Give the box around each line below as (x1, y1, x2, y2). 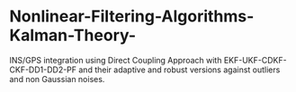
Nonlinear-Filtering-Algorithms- (9, 6, 255, 27)
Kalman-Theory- (9, 25, 137, 46)
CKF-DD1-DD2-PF (9, 64, 77, 75)
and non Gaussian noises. (9, 73, 105, 84)
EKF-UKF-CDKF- (223, 54, 287, 65)
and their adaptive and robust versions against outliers (78, 64, 281, 75)
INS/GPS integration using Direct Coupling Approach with (9, 54, 222, 65)
